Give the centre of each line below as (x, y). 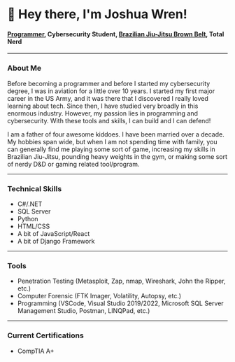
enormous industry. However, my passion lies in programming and (102, 113)
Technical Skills (35, 188)
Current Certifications (45, 335)
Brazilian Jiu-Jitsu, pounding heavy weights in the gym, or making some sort (117, 156)
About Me (24, 68)
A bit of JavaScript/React (54, 233)
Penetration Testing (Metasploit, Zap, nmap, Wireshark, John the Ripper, (121, 281)
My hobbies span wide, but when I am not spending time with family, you (112, 141)
